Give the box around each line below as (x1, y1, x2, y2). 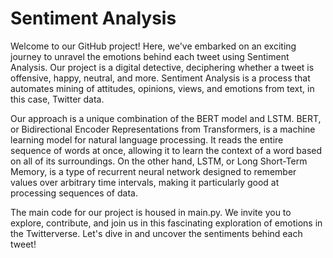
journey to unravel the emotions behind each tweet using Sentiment (10, 50, 290, 62)
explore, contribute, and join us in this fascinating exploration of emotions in (10, 217, 323, 229)
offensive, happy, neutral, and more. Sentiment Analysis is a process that (10, 72, 311, 84)
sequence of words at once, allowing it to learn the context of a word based (10, 144, 323, 156)
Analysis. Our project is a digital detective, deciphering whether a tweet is (10, 61, 315, 73)
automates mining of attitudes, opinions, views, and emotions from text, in (10, 82, 315, 94)
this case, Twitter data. (10, 93, 105, 105)
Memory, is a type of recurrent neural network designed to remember (10, 165, 297, 177)
